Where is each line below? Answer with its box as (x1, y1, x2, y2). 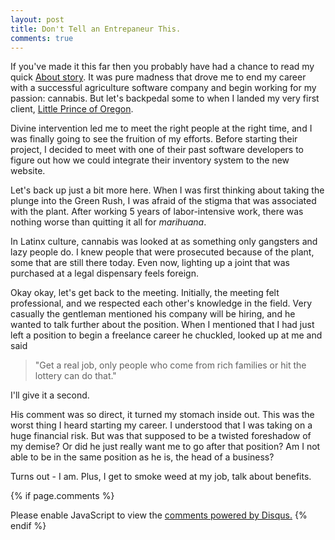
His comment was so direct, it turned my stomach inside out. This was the (10, 409, 315, 421)
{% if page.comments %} (10, 490, 115, 502)
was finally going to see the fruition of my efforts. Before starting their (10, 133, 298, 145)
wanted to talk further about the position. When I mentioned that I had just (10, 319, 315, 331)
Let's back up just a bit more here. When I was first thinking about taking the (10, 184, 325, 196)
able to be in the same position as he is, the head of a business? (10, 451, 275, 463)
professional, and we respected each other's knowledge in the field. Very (10, 297, 313, 310)
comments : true (10, 33, 74, 43)
